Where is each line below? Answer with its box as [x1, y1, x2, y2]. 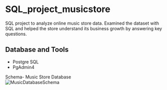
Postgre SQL [12, 59, 39, 65]
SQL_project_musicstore [5, 4, 111, 15]
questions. [5, 31, 27, 37]
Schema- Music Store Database [5, 74, 71, 80]
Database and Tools [5, 45, 69, 54]
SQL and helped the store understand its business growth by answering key [5, 25, 162, 31]
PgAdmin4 [12, 64, 35, 70]
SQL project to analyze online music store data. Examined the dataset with [5, 20, 159, 26]
